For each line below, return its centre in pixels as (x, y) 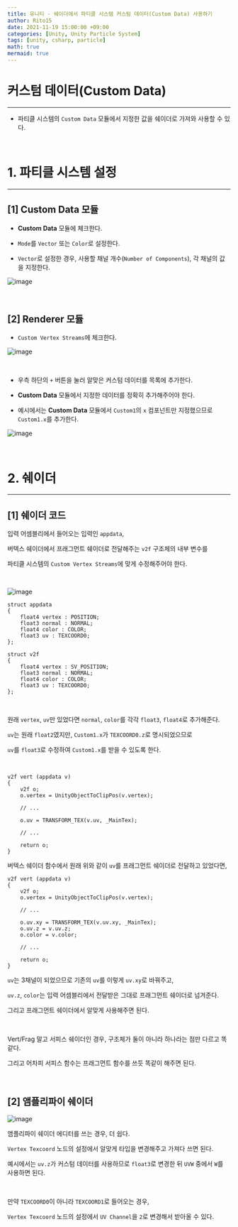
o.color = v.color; (49, 935)
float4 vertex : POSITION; (60, 617)
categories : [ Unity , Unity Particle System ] (74, 34)
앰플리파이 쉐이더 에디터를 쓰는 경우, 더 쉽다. (69, 1133)
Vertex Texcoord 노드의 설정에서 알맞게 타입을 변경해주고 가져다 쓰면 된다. (110, 1148)
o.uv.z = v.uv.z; (46, 929)
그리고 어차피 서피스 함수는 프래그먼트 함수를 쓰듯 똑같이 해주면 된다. (102, 1063)
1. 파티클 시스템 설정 (62, 173)
